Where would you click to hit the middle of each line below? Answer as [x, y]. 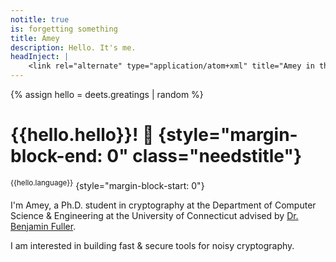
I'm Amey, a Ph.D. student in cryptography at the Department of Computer [163, 205]
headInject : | [40, 57]
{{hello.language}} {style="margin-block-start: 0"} [107, 184]
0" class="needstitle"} [204, 156]
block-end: [56, 156]
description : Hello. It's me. [73, 47]
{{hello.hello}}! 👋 [82, 135]
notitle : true [40, 19]
